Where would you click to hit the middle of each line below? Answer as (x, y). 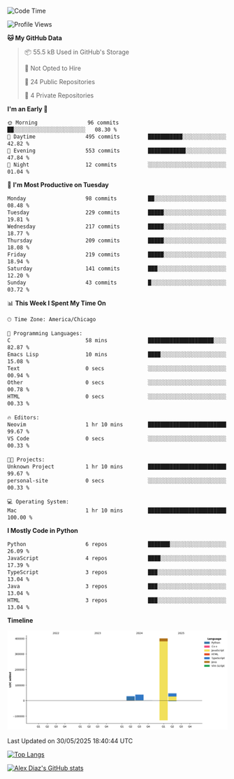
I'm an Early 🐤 (28, 109)
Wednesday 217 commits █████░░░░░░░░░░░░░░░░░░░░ (117, 226)
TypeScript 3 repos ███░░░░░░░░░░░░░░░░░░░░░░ (117, 572)
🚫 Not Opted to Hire (53, 68)
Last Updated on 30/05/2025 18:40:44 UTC (70, 740)
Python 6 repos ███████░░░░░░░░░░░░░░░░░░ (117, 544)
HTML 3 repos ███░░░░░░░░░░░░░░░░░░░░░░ (117, 600)
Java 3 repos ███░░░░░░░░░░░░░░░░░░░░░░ (117, 586)
